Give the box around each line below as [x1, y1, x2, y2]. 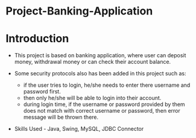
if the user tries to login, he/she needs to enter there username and [23, 81, 191, 89]
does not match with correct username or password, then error [23, 107, 180, 114]
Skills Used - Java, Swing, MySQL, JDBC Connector [14, 125, 144, 133]
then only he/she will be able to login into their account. [23, 95, 162, 102]
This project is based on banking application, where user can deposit [14, 52, 186, 59]
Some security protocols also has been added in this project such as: [14, 70, 186, 77]
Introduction [5, 32, 69, 46]
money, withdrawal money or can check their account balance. [14, 58, 171, 66]
